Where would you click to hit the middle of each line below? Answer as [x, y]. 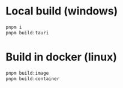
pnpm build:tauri [27, 33]
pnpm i [14, 27]
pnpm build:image [27, 73]
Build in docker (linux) [61, 57]
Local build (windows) [62, 11]
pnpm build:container [33, 79]
